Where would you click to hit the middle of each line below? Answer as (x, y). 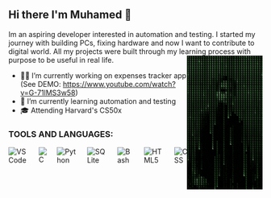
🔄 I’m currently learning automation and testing (98, 101)
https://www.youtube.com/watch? (119, 84)
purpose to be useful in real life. (61, 60)
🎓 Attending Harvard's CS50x (71, 110)
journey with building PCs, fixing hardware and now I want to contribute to (131, 43)
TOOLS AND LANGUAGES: (61, 134)
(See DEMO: (41, 84)
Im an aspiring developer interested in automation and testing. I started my (132, 34)
